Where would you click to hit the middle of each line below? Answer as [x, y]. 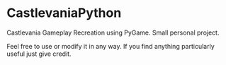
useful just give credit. [39, 54]
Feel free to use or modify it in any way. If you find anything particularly [111, 46]
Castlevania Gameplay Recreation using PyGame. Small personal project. [113, 32]
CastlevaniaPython [64, 13]
